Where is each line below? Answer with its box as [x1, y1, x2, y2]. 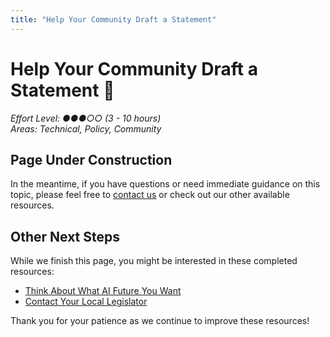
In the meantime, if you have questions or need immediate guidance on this [10, 178, 321, 190]
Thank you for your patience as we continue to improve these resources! [10, 315, 310, 327]
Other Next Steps [10, 228, 121, 245]
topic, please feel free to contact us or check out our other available [10, 189, 290, 201]
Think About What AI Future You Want [24, 285, 182, 297]
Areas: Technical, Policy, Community [10, 122, 162, 135]
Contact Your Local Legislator [24, 296, 148, 308]
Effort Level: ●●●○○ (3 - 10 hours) [10, 112, 162, 124]
